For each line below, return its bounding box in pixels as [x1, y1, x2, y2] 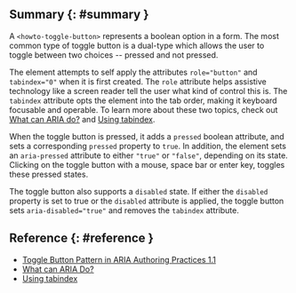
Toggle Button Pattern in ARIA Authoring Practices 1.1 [21, 254, 216, 265]
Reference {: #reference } [9, 231, 154, 246]
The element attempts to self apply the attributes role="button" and [9, 67, 258, 77]
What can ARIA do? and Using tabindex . [9, 114, 156, 124]
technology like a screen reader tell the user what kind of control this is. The [9, 85, 288, 96]
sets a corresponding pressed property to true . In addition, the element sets [9, 140, 287, 151]
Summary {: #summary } [9, 7, 149, 22]
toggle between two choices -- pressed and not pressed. [9, 49, 219, 60]
